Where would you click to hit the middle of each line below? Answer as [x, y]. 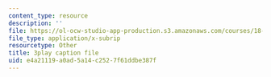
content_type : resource [48, 16]
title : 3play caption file [54, 53]
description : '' [35, 23]
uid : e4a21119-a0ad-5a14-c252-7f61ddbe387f [83, 61]
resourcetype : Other [43, 46]
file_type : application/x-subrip [65, 38]
